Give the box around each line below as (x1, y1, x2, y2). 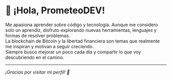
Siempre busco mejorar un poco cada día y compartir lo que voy (5, 49, 141, 55)
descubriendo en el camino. (5, 54, 64, 61)
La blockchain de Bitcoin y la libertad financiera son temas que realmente (5, 38, 160, 44)
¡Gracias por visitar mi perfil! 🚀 (5, 69, 70, 75)
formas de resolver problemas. (5, 32, 70, 38)
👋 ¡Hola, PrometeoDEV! (5, 5, 105, 16)
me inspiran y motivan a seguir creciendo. (5, 43, 94, 49)
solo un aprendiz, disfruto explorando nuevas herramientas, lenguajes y (5, 27, 157, 33)
